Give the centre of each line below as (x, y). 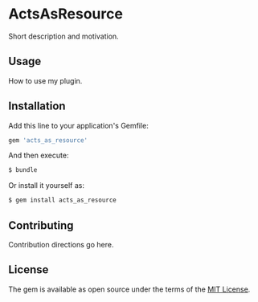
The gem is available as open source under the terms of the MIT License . (129, 289)
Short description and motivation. (63, 36)
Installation (37, 106)
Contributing (41, 225)
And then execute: (39, 155)
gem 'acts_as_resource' (48, 140)
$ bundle (23, 170)
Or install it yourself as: (46, 186)
